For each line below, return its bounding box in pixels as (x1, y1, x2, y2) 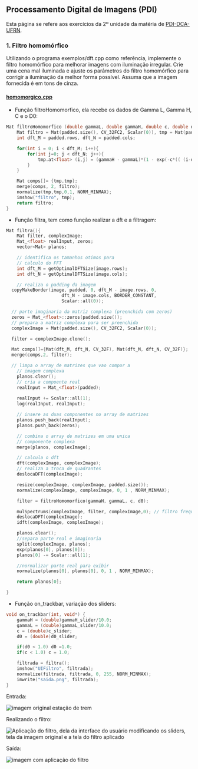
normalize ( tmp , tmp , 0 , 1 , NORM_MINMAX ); (16, 189, 112, 195)
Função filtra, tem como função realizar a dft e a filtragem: (14, 216, 157, 223)
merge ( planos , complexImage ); (16, 444, 91, 450)
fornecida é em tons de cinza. (6, 80, 78, 87)
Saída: (6, 745, 22, 752)
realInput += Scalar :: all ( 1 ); (16, 395, 91, 401)
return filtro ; (16, 200, 54, 206)
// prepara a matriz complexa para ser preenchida (11, 319, 138, 326)
